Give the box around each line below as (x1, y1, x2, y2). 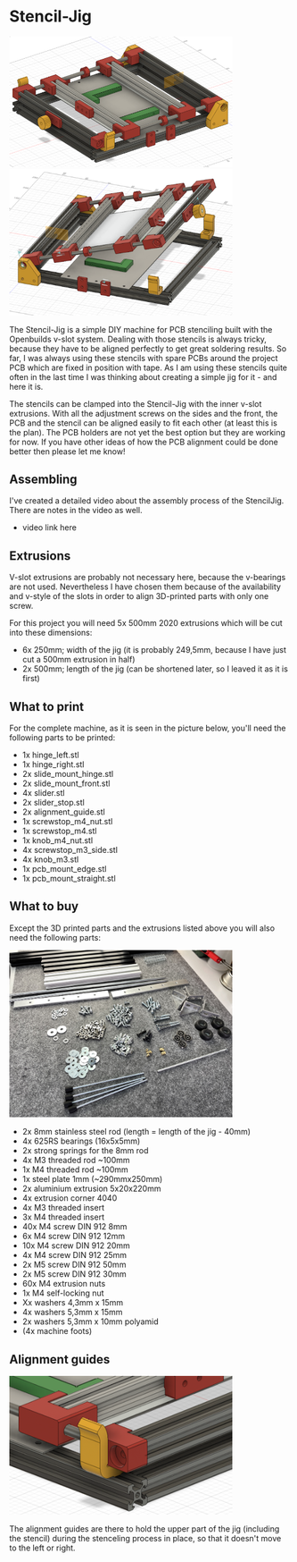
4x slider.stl (21, 788, 65, 798)
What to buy (9, 899, 79, 914)
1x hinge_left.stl (21, 749, 79, 760)
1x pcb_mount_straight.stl (21, 874, 116, 883)
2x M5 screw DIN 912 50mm (21, 1259, 127, 1271)
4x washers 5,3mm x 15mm (21, 1307, 123, 1318)
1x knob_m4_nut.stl (21, 835, 94, 846)
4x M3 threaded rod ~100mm (21, 1155, 131, 1166)
